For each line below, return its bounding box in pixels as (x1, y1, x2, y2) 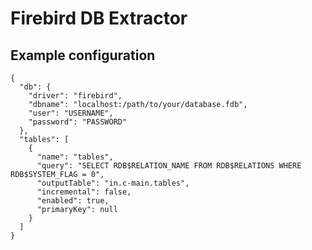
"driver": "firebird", (28, 91, 123, 101)
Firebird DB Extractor (10, 7, 188, 30)
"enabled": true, (36, 196, 110, 206)
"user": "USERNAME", (28, 108, 114, 118)
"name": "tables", (36, 152, 114, 162)
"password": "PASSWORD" (28, 117, 128, 127)
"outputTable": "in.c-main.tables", (36, 178, 190, 188)
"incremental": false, (36, 187, 132, 197)
